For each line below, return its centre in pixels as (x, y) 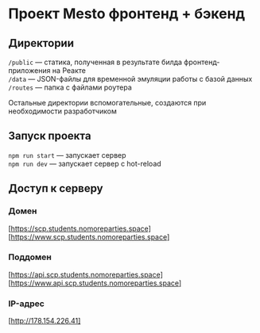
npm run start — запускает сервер (67, 155)
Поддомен (30, 257)
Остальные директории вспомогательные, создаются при (107, 103)
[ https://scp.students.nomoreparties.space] (80, 228)
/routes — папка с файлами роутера (70, 87)
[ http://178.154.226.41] (45, 321)
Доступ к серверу (56, 188)
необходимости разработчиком (62, 111)
